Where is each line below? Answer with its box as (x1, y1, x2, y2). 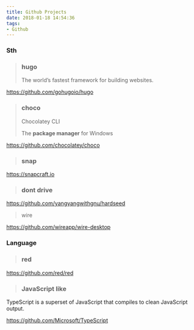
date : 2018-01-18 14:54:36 (6, 15, 75, 21)
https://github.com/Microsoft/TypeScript (6, 317, 109, 324)
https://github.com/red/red (6, 269, 74, 276)
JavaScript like (21, 284, 67, 293)
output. (6, 304, 24, 312)
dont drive (21, 186, 53, 194)
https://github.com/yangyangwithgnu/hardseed (6, 200, 126, 207)
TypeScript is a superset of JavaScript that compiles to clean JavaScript (6, 298, 188, 306)
